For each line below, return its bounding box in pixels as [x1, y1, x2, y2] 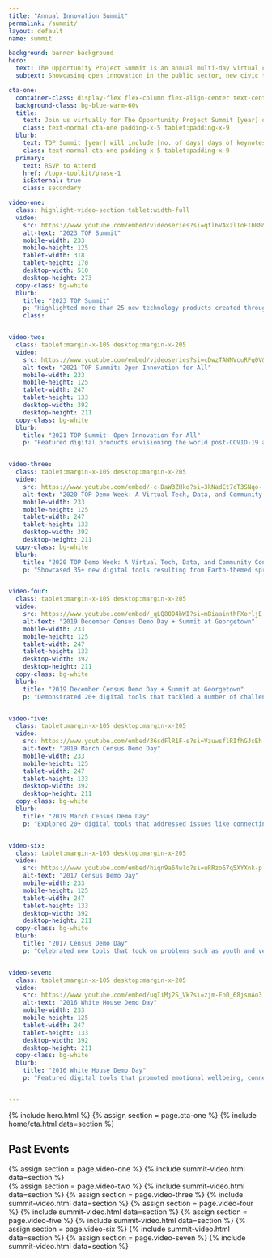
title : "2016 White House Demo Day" [23, 1066, 147, 1075]
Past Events [8, 1142, 70, 1156]
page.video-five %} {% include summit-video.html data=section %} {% [8, 1215, 246, 1225]
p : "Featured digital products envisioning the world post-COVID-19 [23, 439, 259, 447]
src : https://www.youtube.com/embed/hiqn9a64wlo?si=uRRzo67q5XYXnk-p [23, 864, 263, 873]
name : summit [8, 34, 53, 43]
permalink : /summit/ [8, 19, 79, 28]
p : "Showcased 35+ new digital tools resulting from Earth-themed [23, 566, 252, 574]
